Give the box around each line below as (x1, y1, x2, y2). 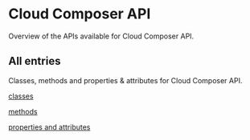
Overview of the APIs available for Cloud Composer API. (8, 31, 195, 41)
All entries (8, 54, 61, 68)
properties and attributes (8, 122, 91, 132)
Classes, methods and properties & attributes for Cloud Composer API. (8, 75, 243, 85)
